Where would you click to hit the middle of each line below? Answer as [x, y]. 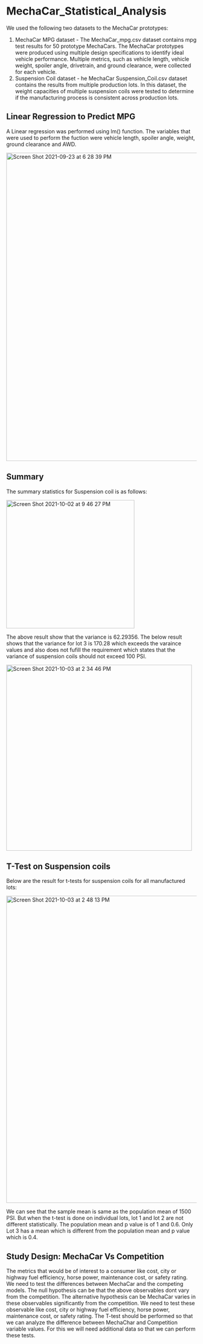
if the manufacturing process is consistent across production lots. [97, 98]
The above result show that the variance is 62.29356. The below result [94, 637]
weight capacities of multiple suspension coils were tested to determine [105, 91]
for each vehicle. [36, 72]
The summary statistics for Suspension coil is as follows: [77, 491]
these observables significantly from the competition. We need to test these [101, 1303]
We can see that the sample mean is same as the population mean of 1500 [99, 1212]
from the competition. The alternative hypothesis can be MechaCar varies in [101, 1297]
